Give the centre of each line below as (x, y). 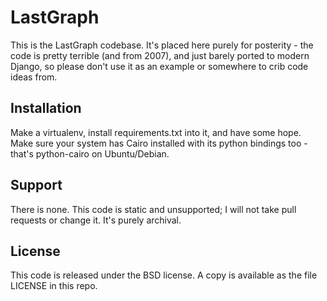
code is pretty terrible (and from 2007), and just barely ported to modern (160, 55)
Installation (46, 108)
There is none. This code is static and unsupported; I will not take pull (153, 209)
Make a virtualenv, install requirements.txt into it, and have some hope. (156, 132)
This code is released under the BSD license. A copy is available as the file (164, 275)
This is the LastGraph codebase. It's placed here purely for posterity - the (162, 45)
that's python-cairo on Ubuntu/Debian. (90, 153)
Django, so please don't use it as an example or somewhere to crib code (159, 66)
